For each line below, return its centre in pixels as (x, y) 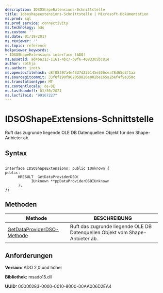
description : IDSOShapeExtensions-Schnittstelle (55, 9)
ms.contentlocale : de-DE (30, 86)
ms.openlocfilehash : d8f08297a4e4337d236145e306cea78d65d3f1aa (70, 73)
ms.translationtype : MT (29, 81)
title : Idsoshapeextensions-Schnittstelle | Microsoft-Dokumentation (77, 14)
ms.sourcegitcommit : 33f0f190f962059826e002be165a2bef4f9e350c (70, 77)
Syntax (16, 153)
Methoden (21, 204)
